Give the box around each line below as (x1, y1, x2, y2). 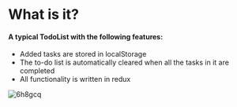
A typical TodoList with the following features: (8, 31, 164, 41)
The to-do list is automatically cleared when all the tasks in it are (19, 57, 229, 68)
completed (19, 66, 55, 76)
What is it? (8, 6, 80, 24)
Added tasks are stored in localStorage (19, 50, 147, 59)
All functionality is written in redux (19, 75, 131, 84)
